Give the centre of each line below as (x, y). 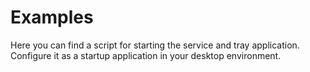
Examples (52, 17)
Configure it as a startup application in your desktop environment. (146, 55)
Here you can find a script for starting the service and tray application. (155, 45)
